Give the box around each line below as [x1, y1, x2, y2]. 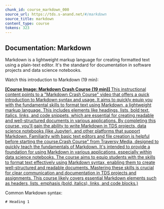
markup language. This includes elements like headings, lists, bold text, [5, 107, 150, 113]
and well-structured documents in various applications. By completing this [5, 118, 156, 123]
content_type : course [5, 21, 50, 26]
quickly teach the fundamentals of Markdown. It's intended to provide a [5, 144, 150, 149]
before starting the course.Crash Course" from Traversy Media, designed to [5, 138, 159, 144]
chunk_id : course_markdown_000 [5, 7, 69, 12]
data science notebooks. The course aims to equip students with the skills [5, 154, 156, 160]
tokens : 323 [5, 26, 30, 30]
